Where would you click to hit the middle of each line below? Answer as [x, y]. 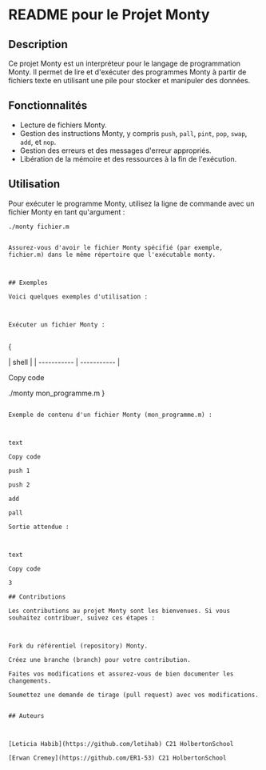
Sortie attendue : [39, 527]
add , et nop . [38, 142]
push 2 [19, 485]
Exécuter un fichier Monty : [57, 325]
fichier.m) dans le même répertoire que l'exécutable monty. [112, 255]
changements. [30, 681]
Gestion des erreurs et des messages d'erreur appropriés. [115, 150]
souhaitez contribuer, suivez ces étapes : [82, 618]
